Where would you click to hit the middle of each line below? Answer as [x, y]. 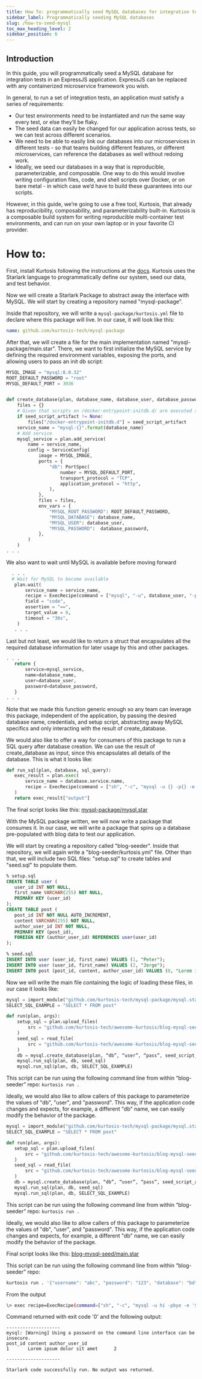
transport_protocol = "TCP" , [96, 478]
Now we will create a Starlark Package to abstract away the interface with [98, 295]
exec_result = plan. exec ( [47, 776]
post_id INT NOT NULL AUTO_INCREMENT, [63, 915]
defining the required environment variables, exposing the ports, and [91, 355]
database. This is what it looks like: [50, 759]
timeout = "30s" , [47, 618]
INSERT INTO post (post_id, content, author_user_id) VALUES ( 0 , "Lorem [99, 971]
